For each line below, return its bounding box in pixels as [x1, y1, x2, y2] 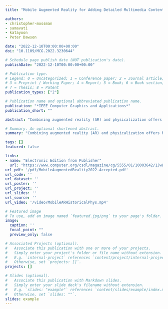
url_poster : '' [5, 181, 37, 186]
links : [5, 153, 19, 158]
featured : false [5, 144, 39, 150]
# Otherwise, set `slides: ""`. [5, 292, 77, 297]
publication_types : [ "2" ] [5, 90, 59, 95]
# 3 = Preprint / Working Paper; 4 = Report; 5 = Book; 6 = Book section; [5, 80, 164, 85]
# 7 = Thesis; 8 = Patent [5, 85, 59, 90]
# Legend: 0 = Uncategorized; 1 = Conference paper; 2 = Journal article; [5, 76, 164, 81]
